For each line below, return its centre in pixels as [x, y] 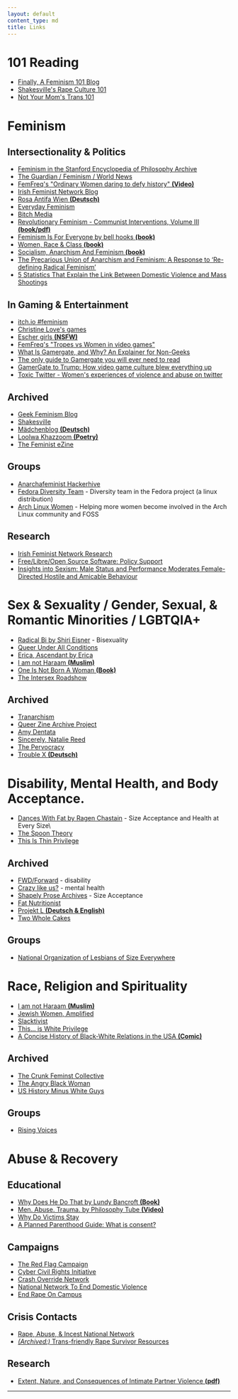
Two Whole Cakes [44, 918]
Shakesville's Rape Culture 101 [62, 90]
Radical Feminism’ [70, 267]
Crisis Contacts [42, 1317]
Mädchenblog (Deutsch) [54, 429]
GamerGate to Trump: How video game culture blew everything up [115, 368]
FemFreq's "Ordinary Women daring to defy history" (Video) [106, 184]
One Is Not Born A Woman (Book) [67, 670]
